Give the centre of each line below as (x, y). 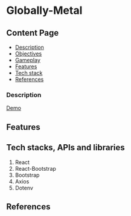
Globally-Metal (44, 11)
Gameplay (28, 60)
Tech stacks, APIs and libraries (65, 148)
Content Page (33, 33)
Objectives (28, 54)
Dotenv (24, 188)
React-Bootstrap (35, 168)
